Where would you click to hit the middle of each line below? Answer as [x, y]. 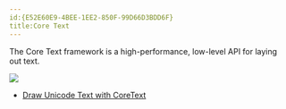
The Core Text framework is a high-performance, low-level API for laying [143, 51]
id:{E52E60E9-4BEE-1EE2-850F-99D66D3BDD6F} [92, 17]
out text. [25, 61]
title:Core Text [39, 26]
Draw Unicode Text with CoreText [84, 95]
